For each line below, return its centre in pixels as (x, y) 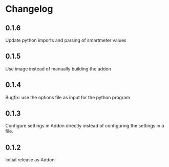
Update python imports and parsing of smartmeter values (66, 40)
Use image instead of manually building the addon (58, 69)
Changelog (29, 9)
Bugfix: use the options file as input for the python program (68, 97)
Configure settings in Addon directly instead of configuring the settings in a (85, 126)
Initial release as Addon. (31, 160)
